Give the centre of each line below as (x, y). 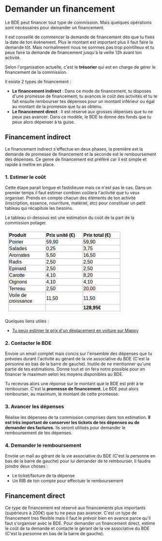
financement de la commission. (36, 72)
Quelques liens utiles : (27, 321)
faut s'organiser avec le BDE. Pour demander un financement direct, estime (80, 523)
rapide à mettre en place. (30, 164)
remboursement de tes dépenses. (39, 433)
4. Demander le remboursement (43, 445)
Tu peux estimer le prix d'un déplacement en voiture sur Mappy (75, 331)
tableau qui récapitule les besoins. (39, 208)
